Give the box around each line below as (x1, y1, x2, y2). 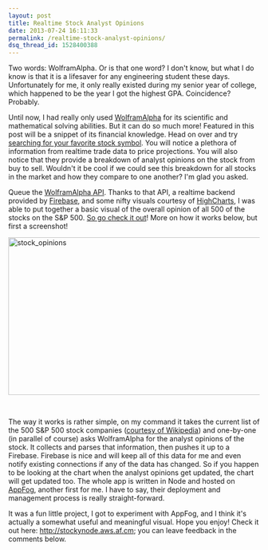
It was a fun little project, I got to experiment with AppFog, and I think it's (8, 508, 247, 519)
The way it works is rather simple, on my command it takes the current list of (8, 417, 260, 427)
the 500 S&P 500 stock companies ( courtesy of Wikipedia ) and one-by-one (8, 425, 257, 435)
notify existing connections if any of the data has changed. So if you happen (8, 460, 259, 469)
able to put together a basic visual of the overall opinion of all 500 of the (8, 204, 246, 214)
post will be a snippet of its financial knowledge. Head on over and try (8, 129, 238, 140)
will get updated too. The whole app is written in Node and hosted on (8, 477, 235, 486)
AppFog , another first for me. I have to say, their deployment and (8, 485, 221, 495)
